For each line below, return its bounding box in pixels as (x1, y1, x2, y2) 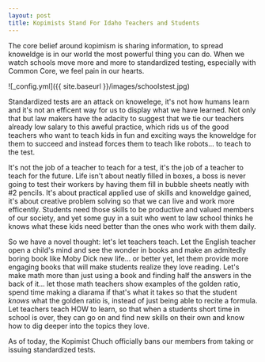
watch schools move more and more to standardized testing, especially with (8, 57, 256, 67)
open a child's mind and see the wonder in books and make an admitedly (8, 245, 247, 254)
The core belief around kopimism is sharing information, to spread (8, 40, 224, 50)
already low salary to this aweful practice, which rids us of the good (8, 122, 229, 131)
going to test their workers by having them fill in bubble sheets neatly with (8, 179, 249, 189)
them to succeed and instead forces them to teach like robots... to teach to (8, 139, 252, 148)
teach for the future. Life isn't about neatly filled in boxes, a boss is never (8, 171, 246, 181)
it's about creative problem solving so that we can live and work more (8, 196, 235, 206)
